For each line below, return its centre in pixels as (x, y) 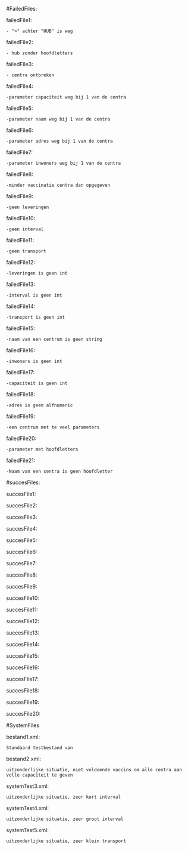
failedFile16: (21, 350)
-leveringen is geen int (37, 273)
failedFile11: (20, 240)
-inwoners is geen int (34, 361)
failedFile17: (21, 372)
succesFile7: (21, 563)
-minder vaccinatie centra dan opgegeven (58, 185)
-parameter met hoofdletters (42, 449)
